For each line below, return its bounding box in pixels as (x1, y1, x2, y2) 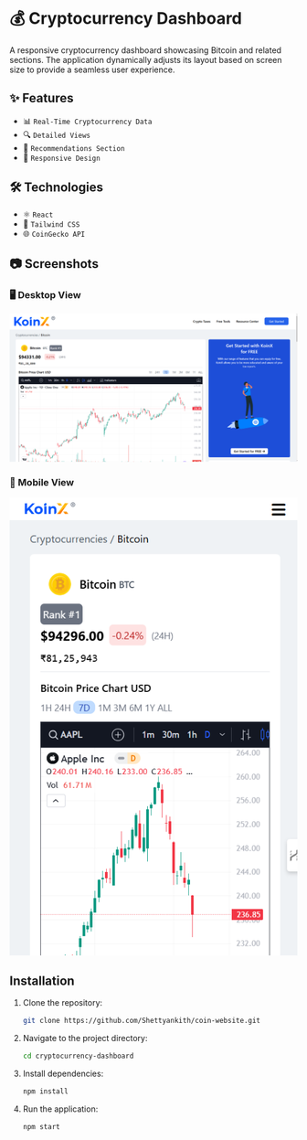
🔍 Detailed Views (22, 129, 91, 140)
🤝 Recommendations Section (22, 142, 125, 153)
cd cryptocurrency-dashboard (22, 1051, 134, 1061)
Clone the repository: (22, 997, 103, 1008)
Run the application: (22, 1103, 99, 1114)
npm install (22, 1087, 69, 1096)
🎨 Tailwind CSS (22, 218, 80, 229)
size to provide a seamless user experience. (9, 64, 175, 75)
